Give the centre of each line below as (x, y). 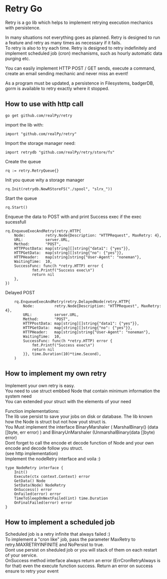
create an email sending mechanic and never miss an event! (67, 73)
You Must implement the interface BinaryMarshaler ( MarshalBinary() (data (82, 427)
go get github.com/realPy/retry (39, 116)
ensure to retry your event (32, 571)
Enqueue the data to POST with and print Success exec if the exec (73, 217)
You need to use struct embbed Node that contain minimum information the (83, 391)
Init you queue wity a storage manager (45, 180)
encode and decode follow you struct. (44, 448)
